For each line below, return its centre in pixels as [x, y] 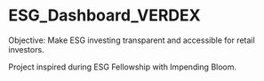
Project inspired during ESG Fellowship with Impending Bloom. [123, 67]
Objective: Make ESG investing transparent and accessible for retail [132, 40]
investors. [27, 49]
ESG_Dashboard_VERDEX [104, 16]
